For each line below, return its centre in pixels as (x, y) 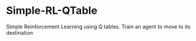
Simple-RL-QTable (52, 11)
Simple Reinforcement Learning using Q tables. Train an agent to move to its (98, 27)
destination (20, 32)
